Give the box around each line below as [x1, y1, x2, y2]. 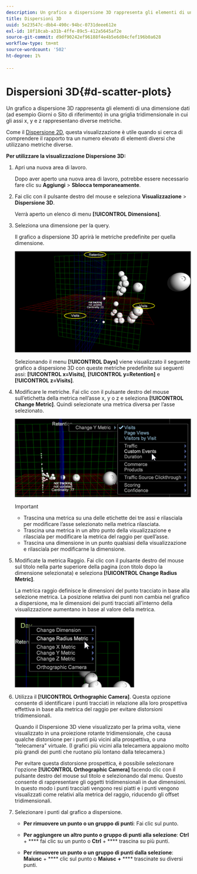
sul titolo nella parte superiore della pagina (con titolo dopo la [14, 563, 163, 570]
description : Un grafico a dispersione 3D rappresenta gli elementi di [6, 9, 185, 15]
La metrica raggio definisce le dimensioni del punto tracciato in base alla [14, 587, 190, 594]
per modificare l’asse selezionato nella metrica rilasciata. [23, 521, 161, 528]
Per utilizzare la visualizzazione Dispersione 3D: [6, 152, 126, 159]
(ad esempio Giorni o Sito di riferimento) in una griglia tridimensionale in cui [6, 110, 189, 118]
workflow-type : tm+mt [6, 41, 59, 46]
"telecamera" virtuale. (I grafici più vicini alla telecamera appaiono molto [14, 742, 189, 749]
